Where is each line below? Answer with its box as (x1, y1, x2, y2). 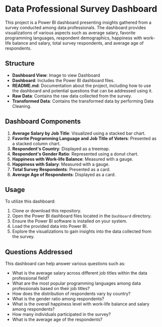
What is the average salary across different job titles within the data (12, 270, 147, 276)
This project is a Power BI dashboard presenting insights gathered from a (5, 19, 152, 25)
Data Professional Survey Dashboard (5, 3, 157, 15)
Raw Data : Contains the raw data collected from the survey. (12, 93, 132, 99)
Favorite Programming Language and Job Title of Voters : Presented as (12, 135, 157, 141)
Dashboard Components (5, 118, 81, 126)
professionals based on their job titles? (12, 286, 90, 292)
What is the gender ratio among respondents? (12, 296, 105, 302)
